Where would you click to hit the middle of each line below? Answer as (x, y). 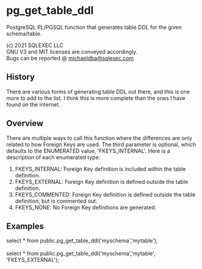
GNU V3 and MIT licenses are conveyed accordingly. (72, 51)
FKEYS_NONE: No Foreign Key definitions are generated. (86, 207)
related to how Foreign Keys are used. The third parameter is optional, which (101, 144)
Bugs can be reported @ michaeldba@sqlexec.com (70, 58)
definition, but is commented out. (56, 201)
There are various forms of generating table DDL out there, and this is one (98, 92)
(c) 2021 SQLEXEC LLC (35, 45)
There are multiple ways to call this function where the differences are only (99, 138)
